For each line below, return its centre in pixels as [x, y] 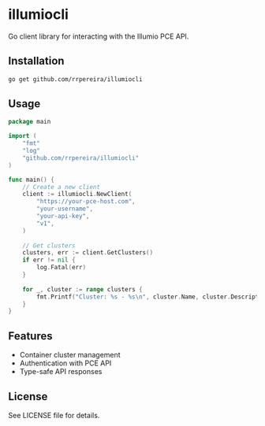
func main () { [32, 180]
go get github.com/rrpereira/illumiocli [76, 79]
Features [30, 336]
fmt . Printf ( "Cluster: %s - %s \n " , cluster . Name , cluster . [134, 297]
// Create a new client [62, 187]
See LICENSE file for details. [54, 415]
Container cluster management [70, 355]
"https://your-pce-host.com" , [86, 202]
